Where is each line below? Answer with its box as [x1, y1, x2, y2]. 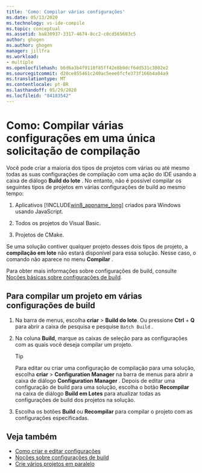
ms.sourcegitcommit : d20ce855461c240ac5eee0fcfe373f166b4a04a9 [6, 70, 169, 76]
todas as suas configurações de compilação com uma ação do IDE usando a [6, 170, 197, 178]
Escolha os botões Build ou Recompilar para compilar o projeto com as [14, 407, 193, 415]
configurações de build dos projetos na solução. [14, 396, 136, 403]
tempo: [6, 190, 24, 197]
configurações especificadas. [14, 414, 89, 421]
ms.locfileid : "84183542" [6, 93, 71, 99]
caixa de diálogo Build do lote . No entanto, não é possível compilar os [6, 177, 182, 184]
